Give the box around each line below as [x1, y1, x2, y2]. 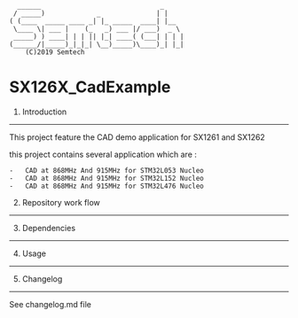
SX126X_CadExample [9, 77, 171, 97]
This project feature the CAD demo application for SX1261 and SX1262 [9, 131, 266, 143]
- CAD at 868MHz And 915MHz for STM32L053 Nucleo [9, 166, 204, 175]
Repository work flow [21, 197, 100, 207]
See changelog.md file [9, 299, 91, 309]
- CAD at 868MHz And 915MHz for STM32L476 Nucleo [9, 182, 204, 190]
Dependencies [21, 222, 76, 233]
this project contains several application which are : [9, 149, 198, 159]
